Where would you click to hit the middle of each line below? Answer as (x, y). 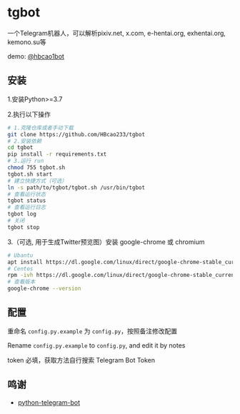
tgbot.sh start (30, 174)
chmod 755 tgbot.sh (36, 168)
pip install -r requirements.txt (57, 154)
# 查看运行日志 (27, 208)
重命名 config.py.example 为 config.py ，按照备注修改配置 (92, 331)
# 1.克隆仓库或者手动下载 (40, 128)
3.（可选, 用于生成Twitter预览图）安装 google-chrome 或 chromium (106, 242)
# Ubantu (20, 255)
